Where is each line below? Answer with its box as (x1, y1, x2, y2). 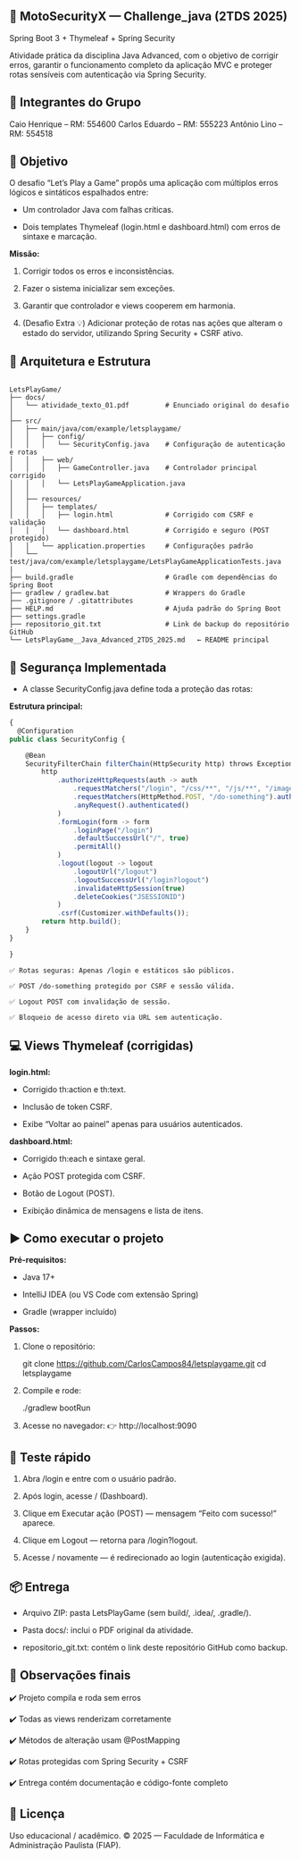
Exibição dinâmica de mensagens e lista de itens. (21, 1205, 204, 1215)
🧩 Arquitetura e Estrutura (9, 354, 152, 369)
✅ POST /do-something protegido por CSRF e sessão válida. (9, 981, 235, 990)
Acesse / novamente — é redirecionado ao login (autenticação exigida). (21, 1552, 287, 1563)
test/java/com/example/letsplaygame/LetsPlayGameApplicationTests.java (9, 558, 281, 567)
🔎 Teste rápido (9, 1450, 91, 1465)
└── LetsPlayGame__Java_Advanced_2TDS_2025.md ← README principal (9, 635, 270, 644)
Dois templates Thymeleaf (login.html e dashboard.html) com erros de (21, 222, 281, 232)
